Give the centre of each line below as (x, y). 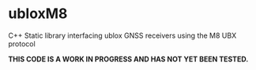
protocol (22, 43)
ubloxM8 (38, 14)
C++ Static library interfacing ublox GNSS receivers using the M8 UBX (122, 35)
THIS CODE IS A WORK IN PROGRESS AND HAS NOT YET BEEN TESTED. (128, 59)
